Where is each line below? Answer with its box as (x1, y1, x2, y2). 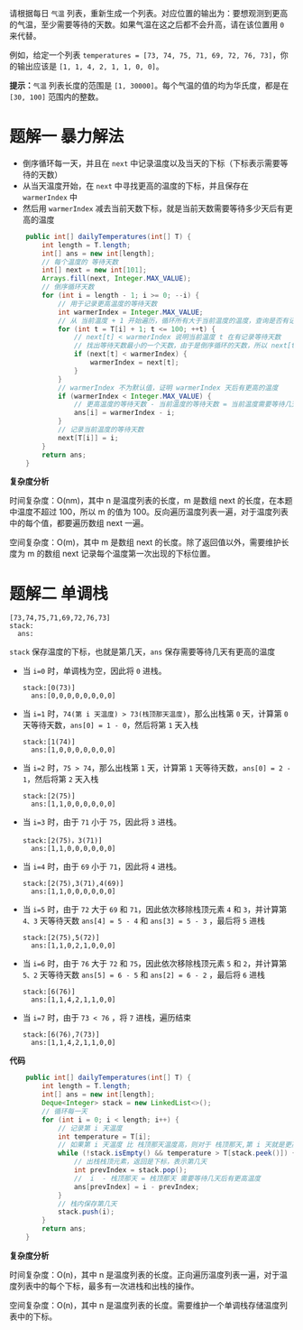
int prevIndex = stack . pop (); (73, 1166, 188, 1175)
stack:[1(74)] (22, 738, 76, 747)
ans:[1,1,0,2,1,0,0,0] (31, 941, 116, 950)
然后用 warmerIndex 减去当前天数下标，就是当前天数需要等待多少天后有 (22, 202, 286, 214)
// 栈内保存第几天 (57, 1199, 117, 1208)
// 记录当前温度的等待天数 (57, 425, 144, 435)
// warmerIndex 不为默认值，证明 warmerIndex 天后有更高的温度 (57, 383, 279, 393)
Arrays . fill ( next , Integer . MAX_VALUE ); (41, 274, 192, 283)
